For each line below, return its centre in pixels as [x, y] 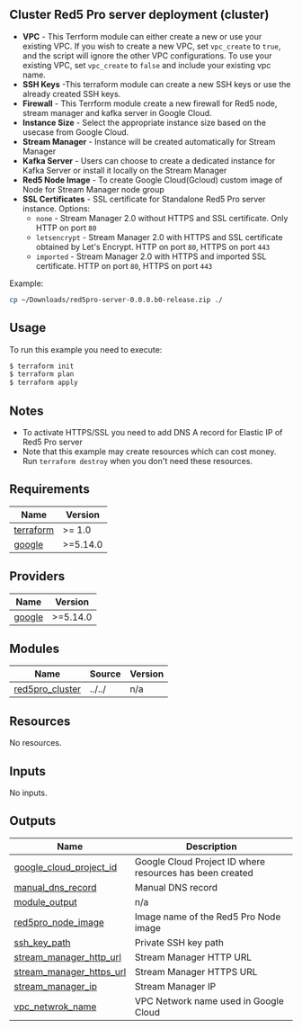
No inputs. [28, 793]
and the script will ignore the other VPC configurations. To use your [147, 55]
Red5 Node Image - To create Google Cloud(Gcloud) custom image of [152, 180]
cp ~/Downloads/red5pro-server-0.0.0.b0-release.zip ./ [116, 300]
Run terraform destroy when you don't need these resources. [138, 461]
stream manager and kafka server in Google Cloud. [117, 112]
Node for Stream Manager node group [93, 189]
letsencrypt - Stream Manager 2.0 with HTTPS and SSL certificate [159, 237]
